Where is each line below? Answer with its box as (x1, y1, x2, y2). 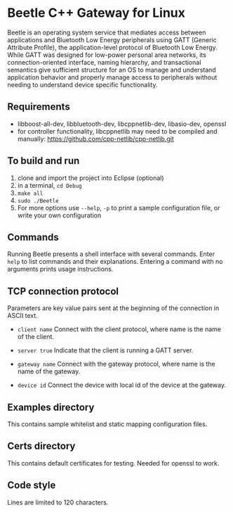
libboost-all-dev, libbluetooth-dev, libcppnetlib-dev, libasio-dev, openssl (17, 120, 227, 128)
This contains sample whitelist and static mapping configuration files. (7, 420, 208, 428)
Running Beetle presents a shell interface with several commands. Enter (7, 250, 215, 258)
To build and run (7, 155, 80, 167)
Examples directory (7, 401, 95, 413)
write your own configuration (17, 211, 102, 219)
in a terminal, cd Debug (17, 181, 82, 189)
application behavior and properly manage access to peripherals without (7, 72, 218, 82)
